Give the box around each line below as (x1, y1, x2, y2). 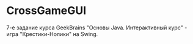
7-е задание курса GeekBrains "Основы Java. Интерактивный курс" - (6, 24, 188, 31)
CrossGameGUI (6, 4, 87, 18)
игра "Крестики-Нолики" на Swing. (6, 30, 98, 37)
